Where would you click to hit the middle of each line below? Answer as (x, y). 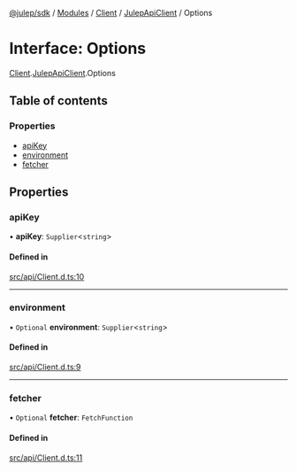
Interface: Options (78, 49)
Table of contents (58, 101)
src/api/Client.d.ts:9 (45, 368)
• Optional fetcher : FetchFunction (71, 418)
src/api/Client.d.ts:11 (46, 457)
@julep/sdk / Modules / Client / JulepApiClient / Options (111, 13)
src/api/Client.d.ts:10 (47, 276)
